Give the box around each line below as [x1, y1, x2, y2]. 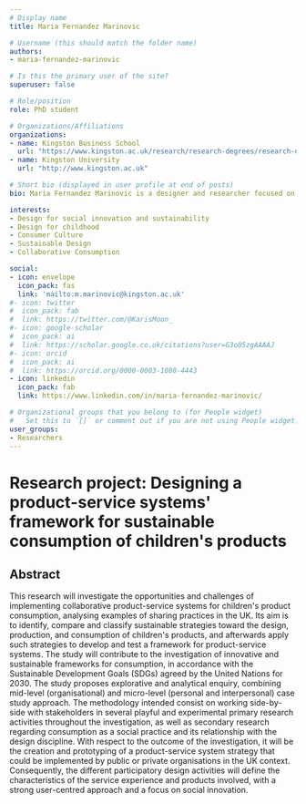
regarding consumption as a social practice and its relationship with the [9, 727, 278, 737]
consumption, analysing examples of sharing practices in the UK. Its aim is [9, 610, 289, 621]
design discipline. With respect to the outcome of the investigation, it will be [9, 736, 294, 747]
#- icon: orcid [9, 348, 67, 358]
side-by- [250, 697, 282, 708]
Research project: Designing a [9, 472, 243, 493]
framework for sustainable [9, 511, 215, 531]
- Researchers [9, 433, 64, 442]
